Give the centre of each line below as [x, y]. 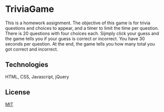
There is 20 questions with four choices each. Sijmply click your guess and [82, 33]
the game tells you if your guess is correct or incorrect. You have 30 [75, 39]
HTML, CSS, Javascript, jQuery [37, 77]
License [18, 92]
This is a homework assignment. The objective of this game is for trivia [78, 23]
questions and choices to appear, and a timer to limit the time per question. [82, 28]
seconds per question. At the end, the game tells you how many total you [80, 44]
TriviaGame [30, 9]
